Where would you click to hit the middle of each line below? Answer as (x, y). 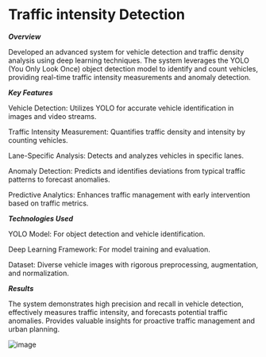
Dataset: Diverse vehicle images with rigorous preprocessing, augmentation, (133, 264)
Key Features (31, 92)
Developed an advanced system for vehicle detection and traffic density (126, 52)
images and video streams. (52, 116)
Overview (25, 36)
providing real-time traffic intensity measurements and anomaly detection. (130, 77)
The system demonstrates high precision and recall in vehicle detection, (126, 304)
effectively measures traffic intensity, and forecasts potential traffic (118, 312)
